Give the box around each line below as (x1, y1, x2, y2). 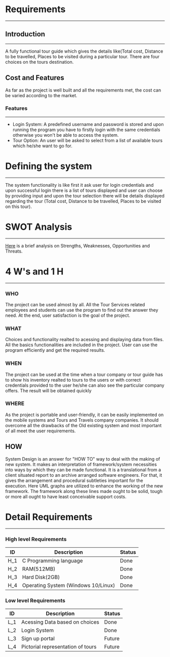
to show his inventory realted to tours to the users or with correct (5, 377, 141, 383)
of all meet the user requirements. (5, 428, 76, 434)
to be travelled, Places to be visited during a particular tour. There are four (5, 53, 160, 59)
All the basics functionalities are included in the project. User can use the (5, 342, 158, 348)
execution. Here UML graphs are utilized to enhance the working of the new (5, 482, 163, 489)
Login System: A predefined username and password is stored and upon (12, 121, 164, 127)
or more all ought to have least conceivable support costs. (5, 494, 126, 500)
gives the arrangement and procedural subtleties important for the (5, 477, 143, 483)
